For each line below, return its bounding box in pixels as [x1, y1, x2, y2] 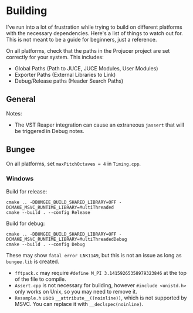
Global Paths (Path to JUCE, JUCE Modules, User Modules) [14, 64, 158, 72]
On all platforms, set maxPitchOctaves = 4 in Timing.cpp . [6, 160, 141, 167]
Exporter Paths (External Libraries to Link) [14, 71, 116, 78]
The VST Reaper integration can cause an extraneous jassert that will [14, 121, 185, 128]
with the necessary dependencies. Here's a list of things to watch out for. [6, 29, 183, 36]
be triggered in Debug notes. [14, 127, 84, 134]
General [6, 94, 36, 104]
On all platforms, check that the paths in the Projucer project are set [6, 47, 170, 54]
